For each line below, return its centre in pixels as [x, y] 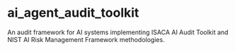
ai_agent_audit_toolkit [73, 13]
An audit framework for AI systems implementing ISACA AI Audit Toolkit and [118, 32]
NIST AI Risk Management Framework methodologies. [86, 39]
